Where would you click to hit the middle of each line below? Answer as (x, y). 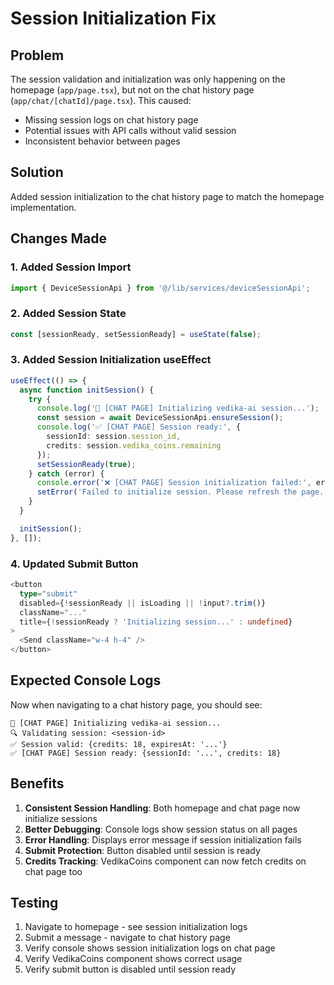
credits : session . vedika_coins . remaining (134, 445)
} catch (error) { (66, 473)
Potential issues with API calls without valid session (130, 130)
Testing (34, 903)
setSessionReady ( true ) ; (86, 464)
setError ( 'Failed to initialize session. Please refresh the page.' (182, 492)
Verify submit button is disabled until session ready (130, 969)
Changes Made (58, 238)
